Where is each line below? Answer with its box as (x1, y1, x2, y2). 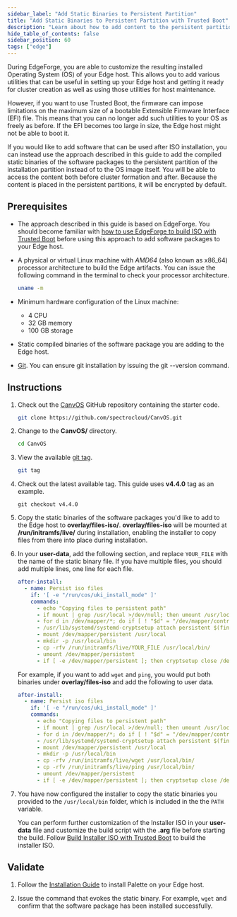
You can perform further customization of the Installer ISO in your (17, 818, 208, 826)
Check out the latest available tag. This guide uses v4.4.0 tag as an (17, 480, 214, 488)
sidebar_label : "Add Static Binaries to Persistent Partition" (7, 10, 197, 18)
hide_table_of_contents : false (7, 30, 99, 38)
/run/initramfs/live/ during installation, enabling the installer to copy (17, 529, 217, 537)
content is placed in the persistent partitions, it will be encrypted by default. (7, 180, 227, 188)
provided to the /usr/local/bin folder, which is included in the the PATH (17, 797, 224, 805)
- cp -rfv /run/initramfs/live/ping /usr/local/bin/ (36, 763, 195, 771)
